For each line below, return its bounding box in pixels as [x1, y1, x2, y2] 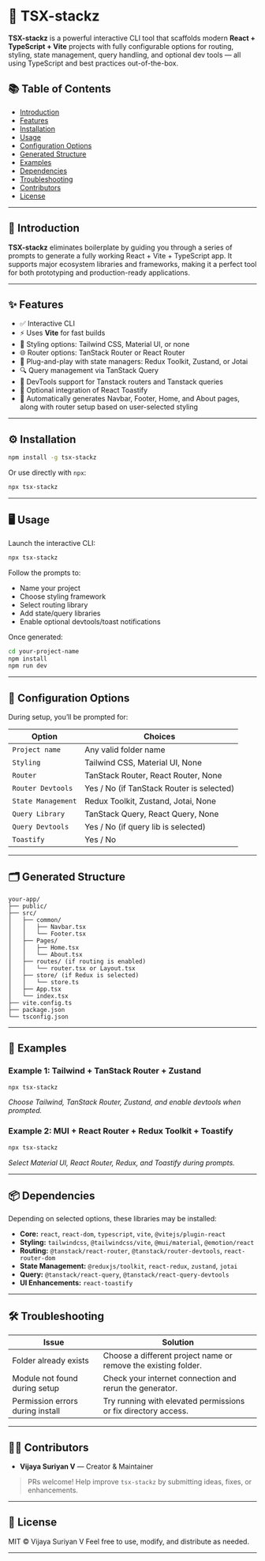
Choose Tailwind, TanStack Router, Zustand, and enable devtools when [8, 1097, 241, 1107]
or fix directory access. [103, 1405, 189, 1416]
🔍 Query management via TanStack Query [19, 366, 159, 375]
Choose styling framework [19, 592, 106, 601]
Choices [143, 731, 176, 742]
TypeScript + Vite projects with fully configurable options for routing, [8, 41, 234, 51]
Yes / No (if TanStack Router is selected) [84, 783, 235, 794]
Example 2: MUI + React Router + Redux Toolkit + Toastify [8, 1126, 234, 1137]
